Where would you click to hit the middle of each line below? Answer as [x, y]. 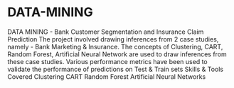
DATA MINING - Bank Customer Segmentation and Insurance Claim [106, 32]
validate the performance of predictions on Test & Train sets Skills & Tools [116, 69]
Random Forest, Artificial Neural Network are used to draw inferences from [117, 54]
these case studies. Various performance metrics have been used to [107, 61]
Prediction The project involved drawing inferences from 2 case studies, [113, 39]
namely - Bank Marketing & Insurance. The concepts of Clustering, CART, [115, 46]
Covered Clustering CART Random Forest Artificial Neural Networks [107, 76]
